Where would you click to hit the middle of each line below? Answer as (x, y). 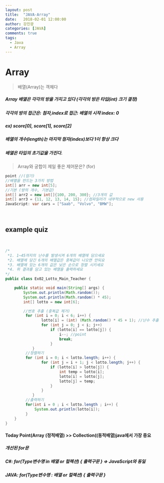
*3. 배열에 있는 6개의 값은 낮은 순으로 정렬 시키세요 (55, 265)
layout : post (19, 10)
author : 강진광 (20, 24)
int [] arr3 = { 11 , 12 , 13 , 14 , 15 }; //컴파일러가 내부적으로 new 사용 (74, 199)
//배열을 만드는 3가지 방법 (29, 181)
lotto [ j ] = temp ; (77, 381)
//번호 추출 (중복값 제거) (47, 311)
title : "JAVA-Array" (28, 15)
